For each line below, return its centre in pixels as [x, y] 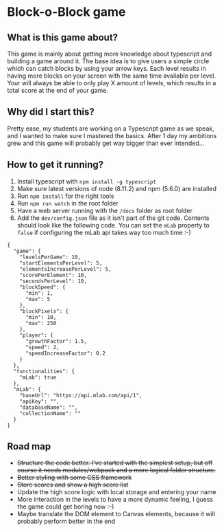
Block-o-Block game [66, 12]
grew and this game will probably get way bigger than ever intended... [106, 143]
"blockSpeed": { [43, 287]
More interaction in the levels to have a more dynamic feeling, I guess [115, 500]
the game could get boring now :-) [65, 507]
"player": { [36, 335]
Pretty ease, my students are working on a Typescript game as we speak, [111, 129]
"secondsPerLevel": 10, [53, 281]
